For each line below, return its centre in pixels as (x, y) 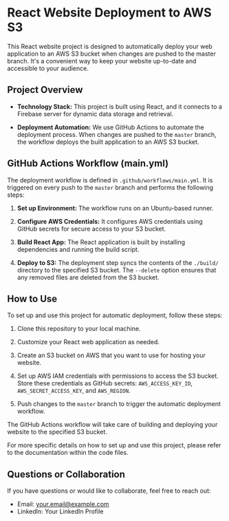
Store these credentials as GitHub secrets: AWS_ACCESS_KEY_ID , (105, 383)
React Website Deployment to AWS (109, 13)
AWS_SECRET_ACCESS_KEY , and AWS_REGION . (74, 391)
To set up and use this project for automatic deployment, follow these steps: (115, 315)
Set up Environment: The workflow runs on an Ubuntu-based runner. (115, 208)
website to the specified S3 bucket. (57, 432)
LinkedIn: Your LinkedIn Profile (60, 511)
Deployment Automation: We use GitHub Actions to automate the (111, 127)
